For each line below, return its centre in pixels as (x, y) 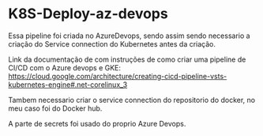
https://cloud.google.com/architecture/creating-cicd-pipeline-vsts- (118, 76)
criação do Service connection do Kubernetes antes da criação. (112, 43)
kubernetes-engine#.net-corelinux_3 (68, 85)
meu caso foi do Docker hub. (55, 108)
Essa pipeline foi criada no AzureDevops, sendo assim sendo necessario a (129, 36)
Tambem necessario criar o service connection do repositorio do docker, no (131, 100)
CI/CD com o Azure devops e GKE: (64, 67)
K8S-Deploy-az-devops (88, 14)
